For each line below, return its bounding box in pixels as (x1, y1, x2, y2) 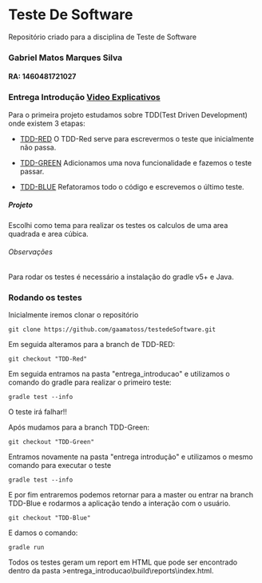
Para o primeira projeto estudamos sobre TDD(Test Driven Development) (8, 110, 248, 119)
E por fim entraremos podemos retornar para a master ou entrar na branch (8, 490, 254, 500)
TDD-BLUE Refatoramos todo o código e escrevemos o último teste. (19, 182, 245, 191)
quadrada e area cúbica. (8, 229, 89, 238)
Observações (8, 247, 54, 257)
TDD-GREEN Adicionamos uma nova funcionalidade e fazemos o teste (19, 158, 252, 167)
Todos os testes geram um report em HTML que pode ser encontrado (8, 557, 238, 567)
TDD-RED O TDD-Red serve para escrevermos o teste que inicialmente (19, 134, 254, 143)
